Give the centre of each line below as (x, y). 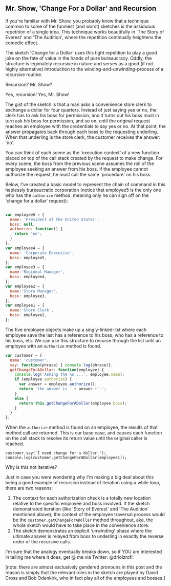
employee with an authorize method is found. (53, 346)
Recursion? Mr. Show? (29, 84)
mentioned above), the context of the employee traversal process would (89, 515)
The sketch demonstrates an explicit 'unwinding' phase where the (82, 531)
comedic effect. (22, 43)
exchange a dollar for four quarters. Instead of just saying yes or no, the (81, 109)
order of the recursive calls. (42, 542)
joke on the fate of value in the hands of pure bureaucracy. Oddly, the (79, 58)
